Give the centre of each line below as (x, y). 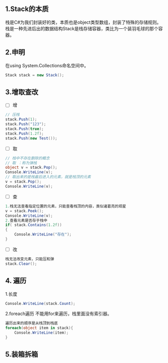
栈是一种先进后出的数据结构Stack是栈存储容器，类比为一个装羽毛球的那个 (82, 28)
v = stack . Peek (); (24, 211)
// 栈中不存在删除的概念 (27, 158)
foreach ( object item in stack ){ (39, 328)
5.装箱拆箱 (22, 355)
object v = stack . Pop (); (31, 168)
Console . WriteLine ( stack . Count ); (40, 303)
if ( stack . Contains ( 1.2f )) (34, 225)
